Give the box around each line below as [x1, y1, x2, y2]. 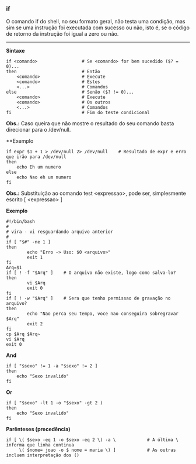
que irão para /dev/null [6, 154, 66, 160]
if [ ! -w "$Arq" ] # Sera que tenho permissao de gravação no [6, 295, 171, 301]
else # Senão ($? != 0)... [6, 90, 134, 95]
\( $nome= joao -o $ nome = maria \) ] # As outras [19, 447, 176, 453]
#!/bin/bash [6, 219, 35, 225]
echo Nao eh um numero [16, 174, 72, 180]
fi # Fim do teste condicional [6, 110, 150, 116]
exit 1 [27, 255, 43, 260]
